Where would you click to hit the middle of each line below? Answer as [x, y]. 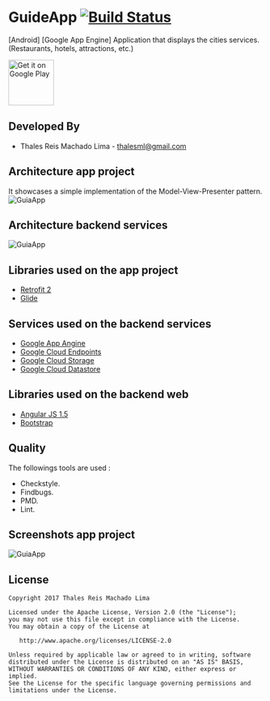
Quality [27, 449]
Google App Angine [53, 343]
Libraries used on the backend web [99, 394]
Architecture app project [72, 171]
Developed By [44, 127]
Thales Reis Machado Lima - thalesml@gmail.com [103, 146]
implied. [23, 677]
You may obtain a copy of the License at [79, 627]
